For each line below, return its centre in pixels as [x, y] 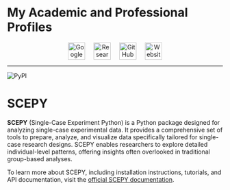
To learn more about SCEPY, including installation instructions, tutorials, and [114, 172]
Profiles [30, 27]
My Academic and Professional [98, 13]
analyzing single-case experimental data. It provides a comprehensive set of [115, 130]
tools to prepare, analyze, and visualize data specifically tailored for [102, 137]
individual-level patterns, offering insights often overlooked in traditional [108, 152]
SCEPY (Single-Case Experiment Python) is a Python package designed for [114, 122]
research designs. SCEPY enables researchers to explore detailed [115, 144]
